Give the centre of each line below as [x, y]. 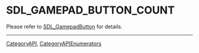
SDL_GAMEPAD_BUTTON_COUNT [90, 10]
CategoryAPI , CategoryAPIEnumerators [54, 43]
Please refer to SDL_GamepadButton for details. [64, 26]
